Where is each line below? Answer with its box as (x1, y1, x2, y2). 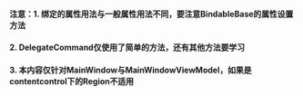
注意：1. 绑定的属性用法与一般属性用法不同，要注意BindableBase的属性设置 (9, 8, 294, 19)
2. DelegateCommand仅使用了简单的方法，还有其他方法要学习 (9, 42, 246, 53)
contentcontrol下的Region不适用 (9, 75, 135, 86)
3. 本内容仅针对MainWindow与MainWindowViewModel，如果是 (9, 64, 252, 75)
